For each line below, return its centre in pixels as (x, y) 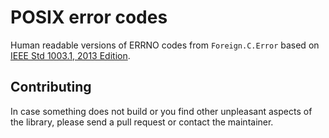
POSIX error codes (89, 17)
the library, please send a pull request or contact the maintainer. (142, 122)
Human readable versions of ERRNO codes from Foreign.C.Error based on (165, 45)
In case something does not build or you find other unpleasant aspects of (161, 111)
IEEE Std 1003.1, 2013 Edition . (70, 55)
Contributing (51, 87)
